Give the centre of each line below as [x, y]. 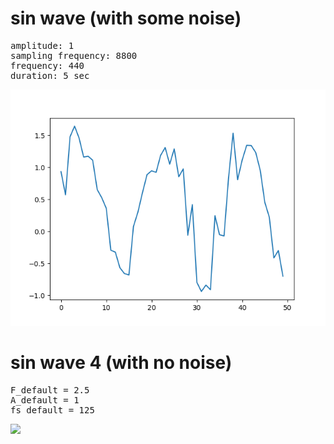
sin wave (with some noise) [126, 18]
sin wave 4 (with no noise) [121, 363]
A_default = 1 [45, 400]
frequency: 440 [47, 65]
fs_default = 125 [52, 410]
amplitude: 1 [42, 45]
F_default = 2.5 [50, 390]
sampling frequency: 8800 [74, 55]
